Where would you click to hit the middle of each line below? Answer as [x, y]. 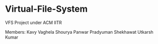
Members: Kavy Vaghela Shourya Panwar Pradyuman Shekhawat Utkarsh [79, 32]
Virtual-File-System [46, 9]
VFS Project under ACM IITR [34, 22]
